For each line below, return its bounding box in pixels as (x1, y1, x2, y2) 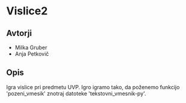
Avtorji (6, 28, 32, 38)
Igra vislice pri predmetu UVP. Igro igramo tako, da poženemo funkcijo (6, 83, 180, 90)
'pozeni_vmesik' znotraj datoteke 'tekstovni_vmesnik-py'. (6, 90, 146, 97)
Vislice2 (6, 4, 48, 18)
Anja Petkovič (14, 50, 49, 57)
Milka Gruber (14, 44, 47, 51)
